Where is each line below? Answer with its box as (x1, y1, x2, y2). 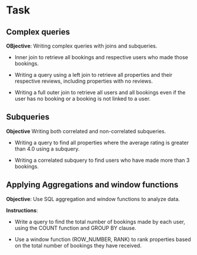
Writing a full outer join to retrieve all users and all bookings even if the (14, 89, 186, 96)
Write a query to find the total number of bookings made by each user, (14, 218, 185, 225)
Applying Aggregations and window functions (6, 180, 179, 190)
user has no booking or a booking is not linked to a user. (14, 95, 151, 102)
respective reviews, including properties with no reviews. (14, 77, 153, 84)
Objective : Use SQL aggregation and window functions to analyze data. (6, 195, 181, 202)
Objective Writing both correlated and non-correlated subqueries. (6, 127, 166, 135)
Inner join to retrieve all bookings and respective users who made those (14, 54, 188, 60)
